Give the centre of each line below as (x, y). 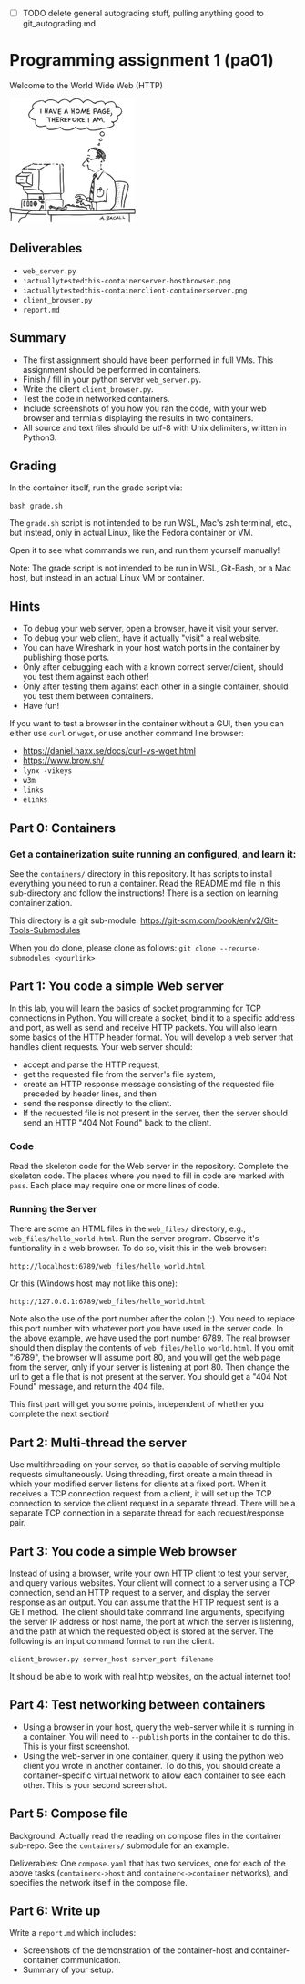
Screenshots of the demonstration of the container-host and (135, 1950)
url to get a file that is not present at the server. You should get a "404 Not (148, 1377)
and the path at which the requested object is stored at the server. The (142, 1631)
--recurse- (240, 948)
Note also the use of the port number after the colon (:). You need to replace (152, 1319)
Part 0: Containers (63, 828)
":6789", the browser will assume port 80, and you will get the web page (145, 1358)
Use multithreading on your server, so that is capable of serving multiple (145, 1465)
